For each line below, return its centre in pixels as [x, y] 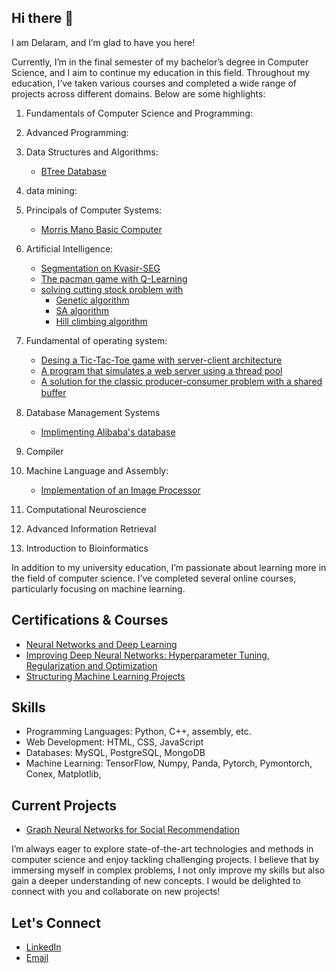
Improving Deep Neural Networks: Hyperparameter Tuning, [147, 655]
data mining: [51, 190]
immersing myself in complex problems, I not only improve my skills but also [168, 870]
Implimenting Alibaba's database [108, 432]
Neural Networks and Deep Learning [101, 644]
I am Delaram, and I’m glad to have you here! [103, 42]
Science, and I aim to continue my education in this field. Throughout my [161, 72]
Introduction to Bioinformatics [87, 548]
